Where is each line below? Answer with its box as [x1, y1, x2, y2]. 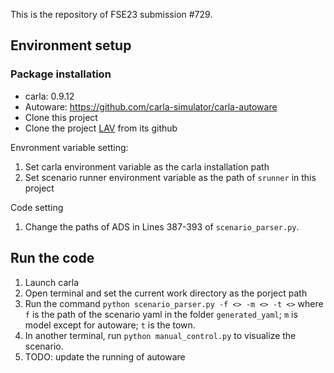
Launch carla [24, 276, 80, 288]
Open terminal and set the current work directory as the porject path [24, 287, 308, 299]
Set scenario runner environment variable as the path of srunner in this [24, 171, 317, 183]
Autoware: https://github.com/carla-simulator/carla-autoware [24, 100, 278, 113]
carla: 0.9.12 [24, 90, 75, 102]
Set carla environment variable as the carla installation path [24, 160, 270, 173]
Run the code [10, 250, 95, 267]
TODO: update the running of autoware [24, 350, 186, 363]
